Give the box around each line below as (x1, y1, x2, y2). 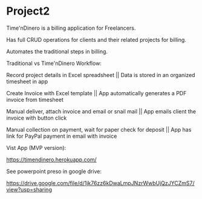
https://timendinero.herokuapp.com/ (6, 156, 97, 163)
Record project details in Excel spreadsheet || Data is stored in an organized (6, 71, 195, 78)
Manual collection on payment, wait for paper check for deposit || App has (6, 126, 192, 133)
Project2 (6, 4, 50, 18)
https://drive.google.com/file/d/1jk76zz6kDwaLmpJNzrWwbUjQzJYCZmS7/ (6, 179, 195, 186)
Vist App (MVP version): (6, 144, 67, 151)
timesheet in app (6, 78, 48, 85)
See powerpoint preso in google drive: (6, 167, 102, 175)
